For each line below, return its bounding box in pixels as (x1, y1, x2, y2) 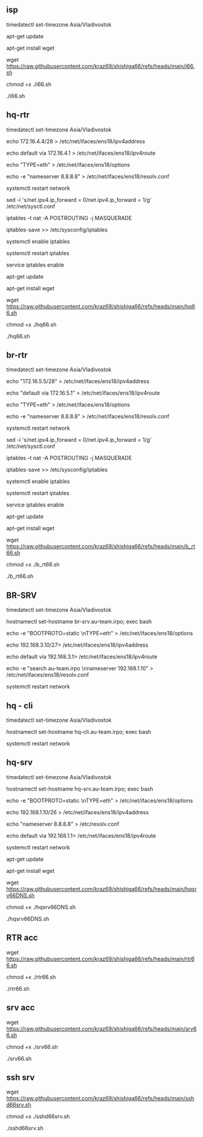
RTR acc (6, 933, 38, 943)
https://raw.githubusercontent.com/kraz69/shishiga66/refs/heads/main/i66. (6, 62, 195, 70)
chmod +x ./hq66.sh (6, 320, 57, 328)
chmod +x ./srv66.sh (6, 1043, 59, 1051)
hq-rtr (6, 110, 30, 120)
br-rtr (6, 350, 28, 360)
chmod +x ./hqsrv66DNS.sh (6, 903, 76, 910)
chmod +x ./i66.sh (6, 80, 52, 88)
